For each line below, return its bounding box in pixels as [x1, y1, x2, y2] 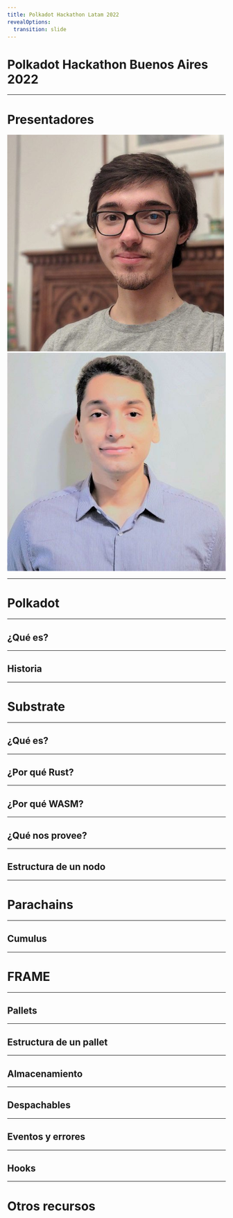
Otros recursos [7, 1198, 96, 1214]
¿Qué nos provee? [7, 829, 88, 842]
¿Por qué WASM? [7, 798, 85, 810]
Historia [7, 663, 43, 675]
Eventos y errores [7, 1131, 85, 1143]
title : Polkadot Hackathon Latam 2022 [7, 11, 119, 18]
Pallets [7, 1004, 37, 1016]
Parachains [7, 897, 74, 912]
